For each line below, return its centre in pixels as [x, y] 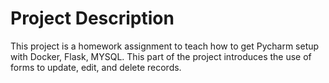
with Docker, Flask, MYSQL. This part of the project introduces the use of [161, 56]
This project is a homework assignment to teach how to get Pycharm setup [165, 46]
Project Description [92, 18]
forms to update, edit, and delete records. [96, 67]
